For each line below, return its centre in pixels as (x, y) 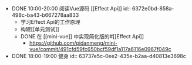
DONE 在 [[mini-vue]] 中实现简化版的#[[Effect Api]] (82, 36)
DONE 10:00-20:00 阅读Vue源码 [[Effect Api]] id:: (71, 8)
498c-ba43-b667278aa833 (45, 15)
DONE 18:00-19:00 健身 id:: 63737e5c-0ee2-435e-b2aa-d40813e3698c (99, 56)
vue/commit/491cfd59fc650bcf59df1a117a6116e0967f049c (100, 49)
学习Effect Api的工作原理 (50, 22)
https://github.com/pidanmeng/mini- (73, 43)
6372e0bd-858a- (153, 8)
